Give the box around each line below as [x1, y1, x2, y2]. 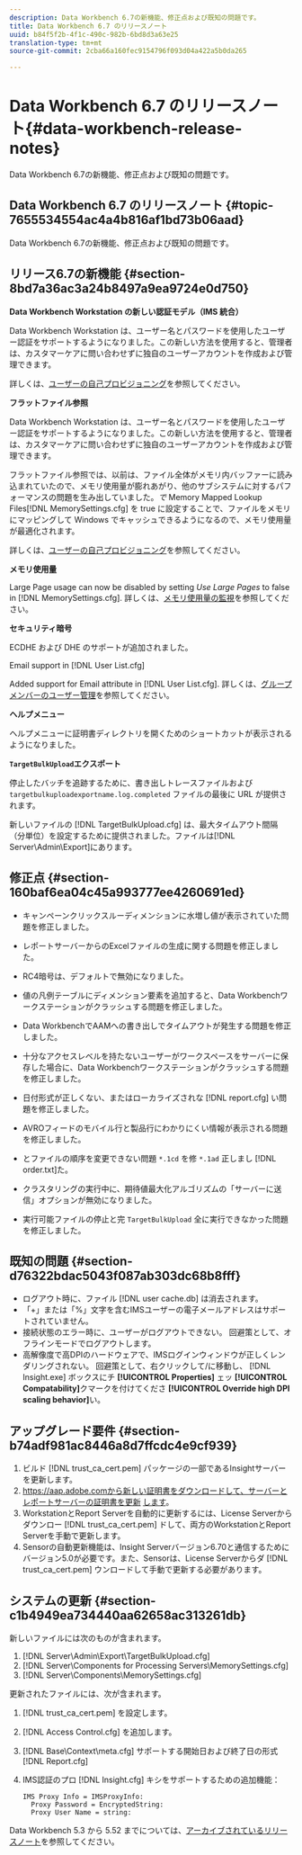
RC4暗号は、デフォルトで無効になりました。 [22, 971, 189, 981]
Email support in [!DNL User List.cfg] [9, 659, 146, 670]
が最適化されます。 [9, 525, 80, 536]
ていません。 [46, 1315, 93, 1327]
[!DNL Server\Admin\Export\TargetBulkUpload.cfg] [22, 1650, 210, 1661]
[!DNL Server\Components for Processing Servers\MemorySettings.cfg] [22, 1660, 289, 1671]
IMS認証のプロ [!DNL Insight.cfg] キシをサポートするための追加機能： [22, 1774, 280, 1785]
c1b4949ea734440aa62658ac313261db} [9, 1608, 247, 1623]
